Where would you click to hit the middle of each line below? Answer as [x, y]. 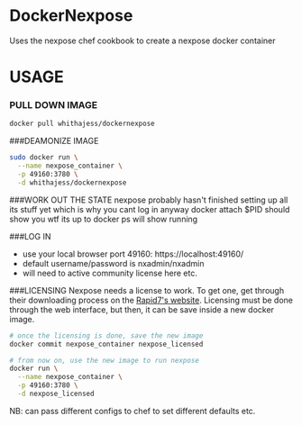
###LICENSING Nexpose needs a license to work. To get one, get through [147, 290]
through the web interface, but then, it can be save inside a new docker [142, 309]
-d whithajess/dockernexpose [72, 182]
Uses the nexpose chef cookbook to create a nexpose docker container [142, 41]
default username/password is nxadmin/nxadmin [113, 263]
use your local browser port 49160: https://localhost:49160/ [133, 254]
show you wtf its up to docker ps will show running [104, 219]
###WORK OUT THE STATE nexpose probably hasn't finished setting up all [149, 200]
